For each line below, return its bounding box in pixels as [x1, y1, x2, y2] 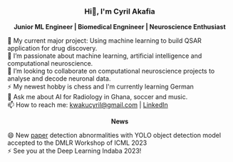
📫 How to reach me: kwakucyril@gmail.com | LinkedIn [7, 101, 169, 109]
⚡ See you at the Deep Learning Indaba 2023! [7, 146, 142, 156]
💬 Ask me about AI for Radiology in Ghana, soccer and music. [7, 93, 188, 101]
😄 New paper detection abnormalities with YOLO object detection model [7, 131, 222, 140]
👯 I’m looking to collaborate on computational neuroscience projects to [7, 67, 215, 76]
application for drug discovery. [7, 44, 98, 53]
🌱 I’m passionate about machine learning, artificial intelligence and [7, 51, 202, 60]
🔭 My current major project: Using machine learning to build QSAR [7, 36, 202, 45]
